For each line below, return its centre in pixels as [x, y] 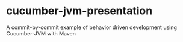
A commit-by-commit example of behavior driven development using [92, 27]
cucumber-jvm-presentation [79, 11]
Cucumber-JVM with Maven [41, 33]
